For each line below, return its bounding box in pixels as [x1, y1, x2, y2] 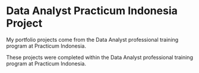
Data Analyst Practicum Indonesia [6, 4, 178, 18]
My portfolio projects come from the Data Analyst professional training [6, 36, 179, 43]
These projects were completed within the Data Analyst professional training [6, 54, 193, 61]
